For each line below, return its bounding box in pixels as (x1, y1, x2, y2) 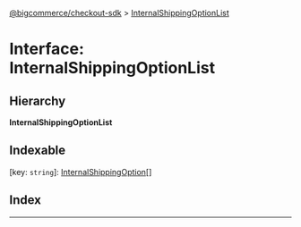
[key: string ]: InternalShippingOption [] (9, 166, 152, 177)
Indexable (9, 143, 66, 158)
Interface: (9, 39, 85, 59)
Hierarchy (9, 93, 66, 108)
